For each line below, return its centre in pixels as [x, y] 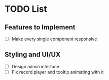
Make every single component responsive [54, 39]
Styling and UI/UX [33, 55]
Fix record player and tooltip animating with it [58, 72]
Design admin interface [36, 66]
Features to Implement [40, 27]
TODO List [26, 9]
